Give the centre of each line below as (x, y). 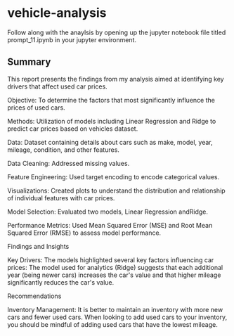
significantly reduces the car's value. (61, 282)
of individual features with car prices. (61, 198)
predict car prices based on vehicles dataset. (73, 129)
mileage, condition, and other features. (63, 150)
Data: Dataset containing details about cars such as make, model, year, (110, 142)
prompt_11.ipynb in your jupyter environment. (72, 39)
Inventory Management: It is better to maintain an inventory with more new (115, 309)
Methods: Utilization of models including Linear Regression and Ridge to (112, 121)
